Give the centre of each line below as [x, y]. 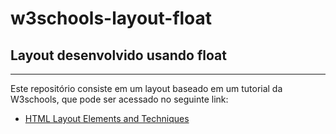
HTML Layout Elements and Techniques [107, 118]
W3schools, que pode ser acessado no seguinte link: [119, 99]
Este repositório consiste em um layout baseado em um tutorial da [146, 88]
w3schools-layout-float [111, 18]
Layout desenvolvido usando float [118, 55]
